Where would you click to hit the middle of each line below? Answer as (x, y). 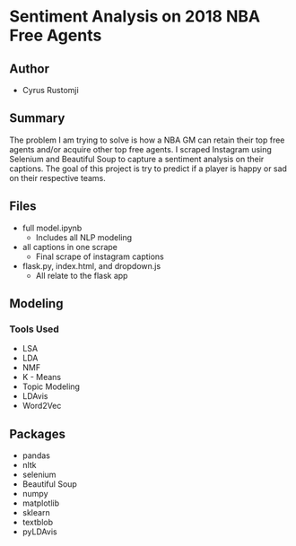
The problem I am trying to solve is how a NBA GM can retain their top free (147, 140)
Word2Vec (42, 406)
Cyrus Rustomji (50, 90)
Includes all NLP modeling (84, 237)
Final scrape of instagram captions (100, 256)
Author (29, 69)
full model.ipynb (52, 228)
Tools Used (35, 329)
